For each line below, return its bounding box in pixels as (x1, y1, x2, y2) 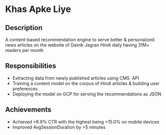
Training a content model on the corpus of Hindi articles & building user (12, 80, 160, 86)
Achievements (5, 105, 51, 114)
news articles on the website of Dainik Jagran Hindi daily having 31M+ (5, 42, 150, 48)
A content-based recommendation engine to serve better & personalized (5, 36, 155, 42)
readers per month (5, 47, 44, 53)
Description (5, 23, 42, 32)
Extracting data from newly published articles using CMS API (12, 75, 139, 81)
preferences (12, 85, 38, 91)
